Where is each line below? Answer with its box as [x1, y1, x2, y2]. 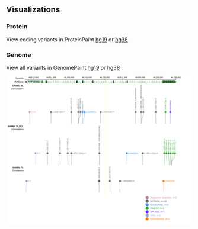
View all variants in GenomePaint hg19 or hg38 [6, 64, 120, 71]
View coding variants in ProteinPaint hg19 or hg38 [6, 36, 129, 43]
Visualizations [6, 5, 60, 15]
